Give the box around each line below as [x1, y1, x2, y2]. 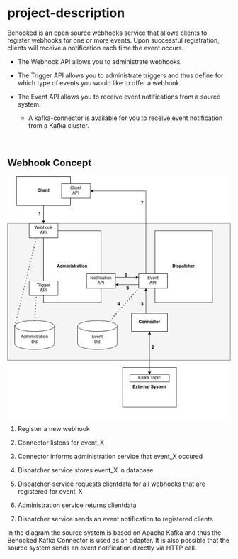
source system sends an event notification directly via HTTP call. [7, 543, 197, 552]
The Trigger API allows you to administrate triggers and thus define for [17, 71, 224, 80]
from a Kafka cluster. [28, 121, 90, 129]
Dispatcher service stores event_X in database [17, 465, 154, 474]
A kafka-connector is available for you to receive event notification [28, 114, 223, 122]
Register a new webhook [17, 424, 91, 433]
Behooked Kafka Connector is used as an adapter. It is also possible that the [7, 536, 230, 544]
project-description [7, 5, 125, 21]
